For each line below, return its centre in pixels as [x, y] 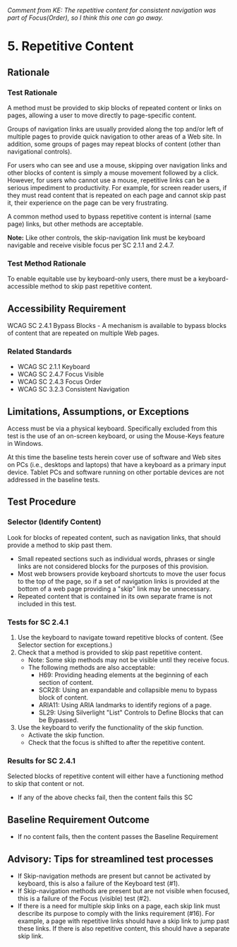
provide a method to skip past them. [60, 545]
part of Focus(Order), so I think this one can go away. [85, 18]
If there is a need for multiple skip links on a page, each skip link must [119, 906]
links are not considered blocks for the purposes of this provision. [113, 566]
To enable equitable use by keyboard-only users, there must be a [102, 279]
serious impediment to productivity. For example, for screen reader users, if [117, 187]
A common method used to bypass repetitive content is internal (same [109, 216]
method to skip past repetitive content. [96, 286]
